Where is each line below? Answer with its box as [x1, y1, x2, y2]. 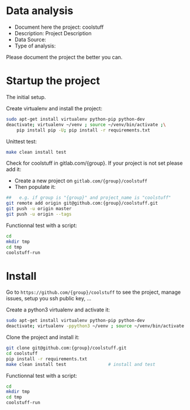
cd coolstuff [6, 350, 38, 356]
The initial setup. [6, 93, 46, 100]
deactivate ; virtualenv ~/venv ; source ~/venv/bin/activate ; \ [6, 121, 166, 127]
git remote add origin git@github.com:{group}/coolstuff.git [6, 201, 158, 206]
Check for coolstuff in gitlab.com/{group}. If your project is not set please [6, 160, 183, 167]
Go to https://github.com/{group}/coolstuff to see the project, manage [6, 289, 181, 296]
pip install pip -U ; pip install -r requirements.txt [16, 127, 150, 133]
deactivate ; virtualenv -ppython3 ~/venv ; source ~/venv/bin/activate [6, 323, 184, 329]
